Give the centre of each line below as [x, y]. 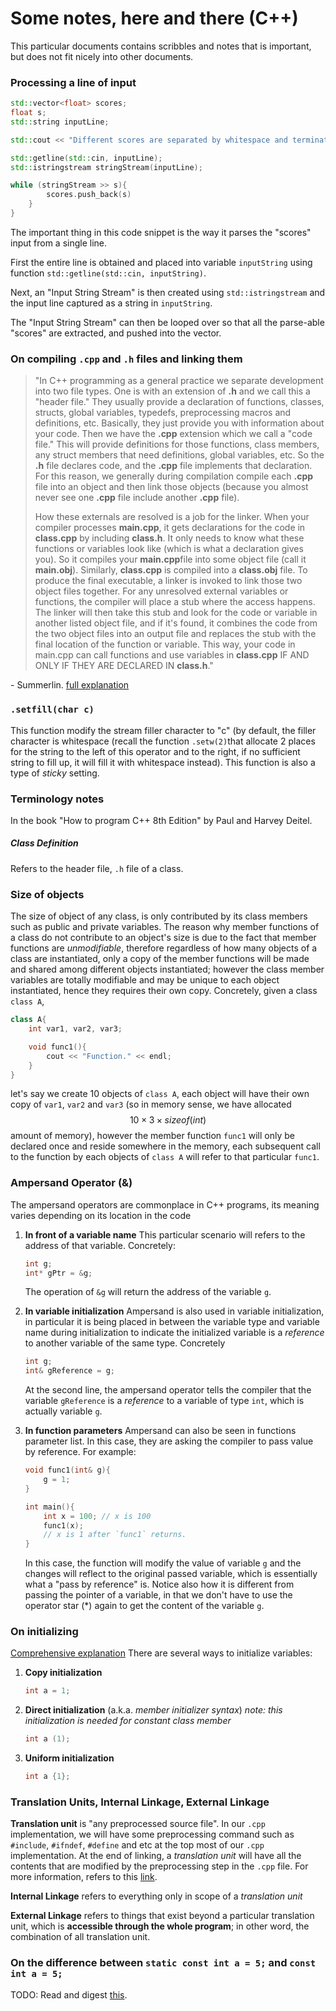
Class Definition [44, 843]
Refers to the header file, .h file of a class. [97, 868]
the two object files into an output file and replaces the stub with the [175, 634]
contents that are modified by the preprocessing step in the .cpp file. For [159, 1866]
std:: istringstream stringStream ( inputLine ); [106, 167]
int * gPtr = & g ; [58, 1273]
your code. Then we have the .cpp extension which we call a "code [173, 434]
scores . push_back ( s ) [89, 195]
